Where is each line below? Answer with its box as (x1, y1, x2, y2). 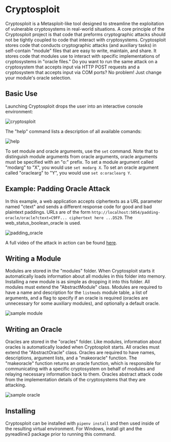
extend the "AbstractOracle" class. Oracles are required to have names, (5, 350, 156, 356)
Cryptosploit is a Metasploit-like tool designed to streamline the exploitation (5, 20, 164, 27)
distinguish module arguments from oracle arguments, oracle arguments (5, 153, 158, 159)
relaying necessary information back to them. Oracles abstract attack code (5, 371, 163, 377)
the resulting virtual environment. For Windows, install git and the (5, 426, 142, 432)
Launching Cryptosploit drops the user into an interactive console (5, 103, 143, 109)
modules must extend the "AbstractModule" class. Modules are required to (5, 284, 162, 290)
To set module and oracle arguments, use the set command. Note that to (5, 148, 158, 154)
